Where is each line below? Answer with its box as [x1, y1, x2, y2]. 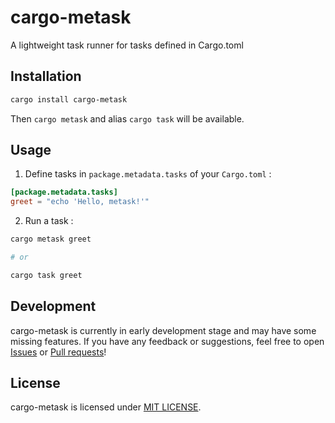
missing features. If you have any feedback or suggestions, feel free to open [10, 335, 325, 347]
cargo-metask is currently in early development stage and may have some [10, 324, 317, 336]
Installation [10, 68, 82, 85]
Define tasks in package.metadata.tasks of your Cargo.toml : [24, 168, 272, 180]
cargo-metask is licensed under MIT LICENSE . [10, 401, 202, 413]
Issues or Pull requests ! [10, 346, 107, 358]
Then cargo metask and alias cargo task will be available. [10, 112, 245, 125]
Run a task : [24, 215, 74, 227]
